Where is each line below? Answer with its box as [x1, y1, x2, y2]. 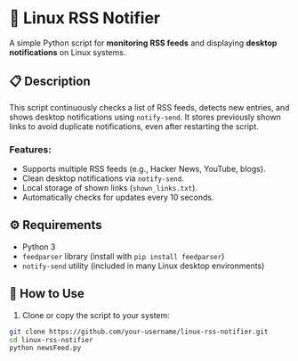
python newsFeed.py [9, 343, 82, 353]
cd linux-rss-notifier [9, 335, 93, 344]
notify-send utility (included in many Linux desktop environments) [21, 260, 265, 271]
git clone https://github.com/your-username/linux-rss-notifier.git [9, 327, 269, 336]
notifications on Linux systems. [9, 46, 126, 57]
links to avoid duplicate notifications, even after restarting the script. [9, 120, 260, 132]
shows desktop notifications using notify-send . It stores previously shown [9, 111, 282, 122]
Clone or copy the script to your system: [21, 309, 171, 320]
